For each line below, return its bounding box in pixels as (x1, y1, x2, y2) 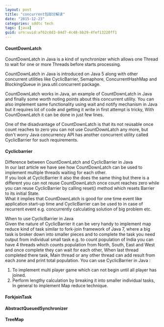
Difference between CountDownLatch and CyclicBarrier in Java (5, 159, 133, 165)
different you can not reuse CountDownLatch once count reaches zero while (5, 180, 160, 186)
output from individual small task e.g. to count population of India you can (5, 237, 154, 242)
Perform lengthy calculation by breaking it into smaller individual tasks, (12, 277, 155, 283)
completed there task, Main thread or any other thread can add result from (5, 252, 155, 258)
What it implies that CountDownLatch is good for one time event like (5, 196, 142, 202)
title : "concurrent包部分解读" (5, 12, 65, 17)
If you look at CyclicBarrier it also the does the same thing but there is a (5, 175, 149, 181)
